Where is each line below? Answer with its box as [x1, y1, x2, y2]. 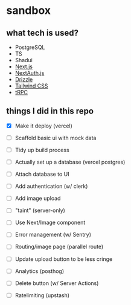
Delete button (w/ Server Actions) [14, 279, 99, 287]
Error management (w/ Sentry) [14, 231, 92, 239]
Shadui [14, 57, 33, 63]
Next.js [14, 63, 33, 70]
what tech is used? [6, 28, 78, 38]
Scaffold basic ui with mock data [14, 134, 97, 141]
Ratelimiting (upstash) [14, 291, 70, 299]
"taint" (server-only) [14, 207, 65, 214]
